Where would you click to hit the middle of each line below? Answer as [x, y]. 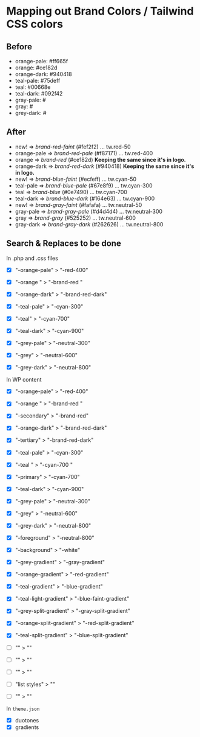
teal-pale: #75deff [38, 81]
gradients [27, 727]
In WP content [24, 380]
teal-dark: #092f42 [39, 93]
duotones [27, 720]
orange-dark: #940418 [43, 74]
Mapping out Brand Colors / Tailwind [100, 11]
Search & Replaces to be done [64, 244]
